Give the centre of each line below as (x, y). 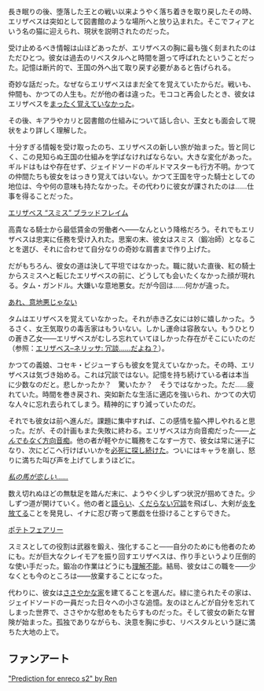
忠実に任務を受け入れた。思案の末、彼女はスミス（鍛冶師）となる (142, 239)
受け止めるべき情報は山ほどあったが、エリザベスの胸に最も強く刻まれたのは (132, 48)
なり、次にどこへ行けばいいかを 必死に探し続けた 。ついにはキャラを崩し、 (128, 450)
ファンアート (39, 659)
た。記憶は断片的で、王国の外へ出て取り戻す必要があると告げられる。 (122, 68)
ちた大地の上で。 (36, 632)
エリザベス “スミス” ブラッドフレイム (68, 213)
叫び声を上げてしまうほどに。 (90, 460)
